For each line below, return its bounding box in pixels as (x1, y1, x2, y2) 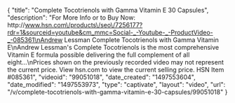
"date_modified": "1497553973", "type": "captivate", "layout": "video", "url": (7, 81, 226, 88)
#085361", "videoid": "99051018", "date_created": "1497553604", (7, 73, 196, 81)
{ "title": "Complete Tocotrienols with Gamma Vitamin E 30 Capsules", (7, 6, 209, 14)
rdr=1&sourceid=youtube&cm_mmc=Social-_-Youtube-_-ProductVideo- (7, 28, 213, 36)
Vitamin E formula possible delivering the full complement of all (7, 50, 190, 59)
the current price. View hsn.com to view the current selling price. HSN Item (7, 66, 224, 74)
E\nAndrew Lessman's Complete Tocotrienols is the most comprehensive (7, 43, 220, 51)
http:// (7, 21, 26, 29)
